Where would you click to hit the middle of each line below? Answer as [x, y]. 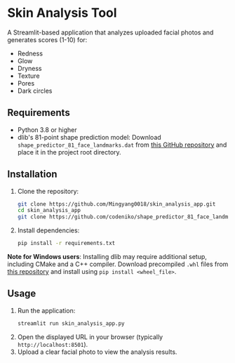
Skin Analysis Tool [62, 13]
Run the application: [46, 310]
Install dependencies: [48, 230]
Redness [30, 53]
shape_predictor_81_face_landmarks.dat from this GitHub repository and [122, 145]
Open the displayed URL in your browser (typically [90, 337]
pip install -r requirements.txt [66, 244]
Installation [32, 174]
